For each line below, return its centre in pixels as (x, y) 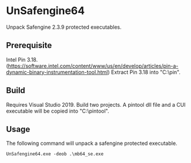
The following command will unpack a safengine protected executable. (92, 143)
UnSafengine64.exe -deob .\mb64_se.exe (55, 154)
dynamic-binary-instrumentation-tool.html (57, 72)
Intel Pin (16, 59)
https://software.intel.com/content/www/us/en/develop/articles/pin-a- (93, 66)
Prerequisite (29, 45)
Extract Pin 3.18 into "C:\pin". (146, 72)
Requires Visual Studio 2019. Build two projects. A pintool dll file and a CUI (96, 104)
